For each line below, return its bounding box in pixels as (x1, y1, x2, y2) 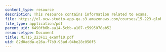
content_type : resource (5, 7, 54, 12)
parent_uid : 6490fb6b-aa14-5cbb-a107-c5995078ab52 (5, 26, 112, 31)
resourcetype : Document (5, 30, 54, 35)
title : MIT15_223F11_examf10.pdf (5, 35, 74, 40)
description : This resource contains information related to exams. (5, 12, 149, 17)
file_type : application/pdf (5, 21, 63, 26)
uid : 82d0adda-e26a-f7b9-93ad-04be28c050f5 (5, 40, 96, 45)
